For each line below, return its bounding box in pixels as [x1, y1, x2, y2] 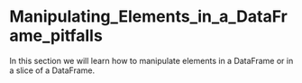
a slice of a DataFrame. [9, 65, 96, 76]
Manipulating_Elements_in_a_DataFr [9, 6, 288, 27]
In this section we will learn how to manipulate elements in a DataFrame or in [9, 55, 294, 66]
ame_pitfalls [9, 25, 104, 46]
